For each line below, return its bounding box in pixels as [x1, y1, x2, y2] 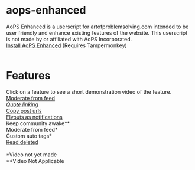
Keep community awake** [6, 119, 70, 127]
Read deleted [6, 138, 38, 145]
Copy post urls [6, 107, 43, 114]
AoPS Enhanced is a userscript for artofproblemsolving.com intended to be [6, 23, 189, 30]
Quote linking [6, 101, 38, 108]
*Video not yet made [6, 151, 57, 158]
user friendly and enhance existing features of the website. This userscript [6, 29, 188, 36]
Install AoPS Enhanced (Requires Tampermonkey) [6, 42, 127, 49]
